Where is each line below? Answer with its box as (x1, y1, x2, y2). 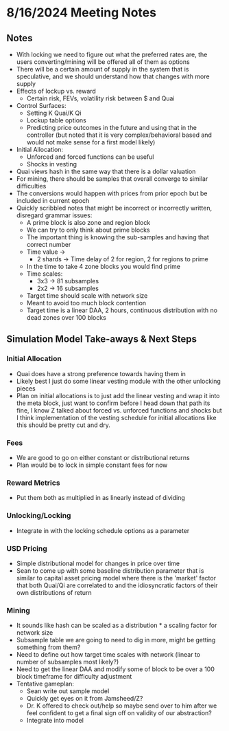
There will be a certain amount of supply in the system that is (16, 65, 189, 73)
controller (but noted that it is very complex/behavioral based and (26, 131, 212, 139)
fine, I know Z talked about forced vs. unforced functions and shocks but (16, 406, 222, 414)
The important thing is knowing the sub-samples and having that (26, 233, 210, 241)
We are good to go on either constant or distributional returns (16, 453, 190, 461)
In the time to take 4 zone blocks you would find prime (26, 263, 181, 270)
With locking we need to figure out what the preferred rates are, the (16, 50, 208, 58)
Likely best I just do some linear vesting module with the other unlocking (16, 377, 221, 385)
